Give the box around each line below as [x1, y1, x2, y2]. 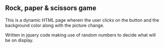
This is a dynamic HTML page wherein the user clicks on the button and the [5, 17, 160, 23]
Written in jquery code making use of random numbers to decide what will [5, 32, 156, 38]
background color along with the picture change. [5, 22, 105, 28]
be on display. [5, 37, 34, 43]
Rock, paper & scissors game [5, 4, 96, 12]
